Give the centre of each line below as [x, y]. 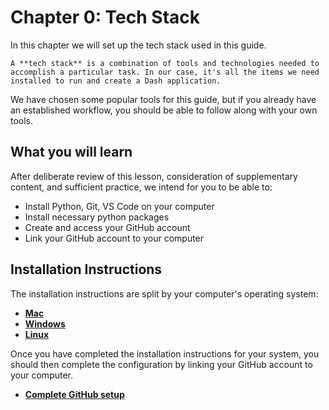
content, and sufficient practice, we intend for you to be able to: [141, 187]
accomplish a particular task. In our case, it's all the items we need [165, 72]
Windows [45, 323]
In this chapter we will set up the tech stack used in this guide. [138, 45]
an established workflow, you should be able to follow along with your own [164, 110]
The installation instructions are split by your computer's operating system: [164, 293]
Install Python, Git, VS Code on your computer [119, 206]
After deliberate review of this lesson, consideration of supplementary [154, 176]
